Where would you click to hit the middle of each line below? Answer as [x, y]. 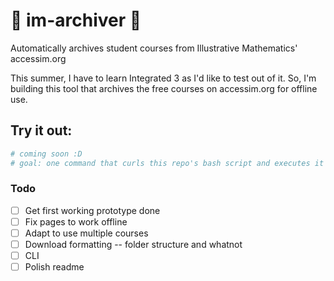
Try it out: [41, 130]
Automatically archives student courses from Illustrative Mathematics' [154, 48]
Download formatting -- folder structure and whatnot [133, 244]
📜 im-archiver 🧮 [76, 20]
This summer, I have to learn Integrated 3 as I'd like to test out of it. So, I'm [163, 78]
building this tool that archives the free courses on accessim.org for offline [164, 88]
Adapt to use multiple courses [86, 233]
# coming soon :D [46, 154]
